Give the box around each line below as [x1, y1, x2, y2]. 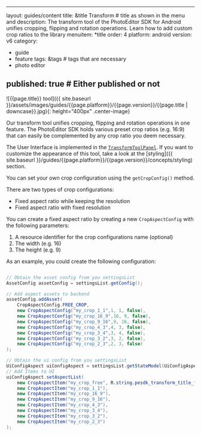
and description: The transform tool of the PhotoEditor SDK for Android [6, 19, 181, 25]
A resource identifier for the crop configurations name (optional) [14, 233, 173, 240]
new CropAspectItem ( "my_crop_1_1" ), [17, 385, 109, 391]
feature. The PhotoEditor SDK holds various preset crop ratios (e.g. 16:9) [6, 125, 185, 132]
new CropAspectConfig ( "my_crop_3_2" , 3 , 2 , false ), [17, 335, 146, 341]
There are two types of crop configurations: [6, 186, 114, 193]
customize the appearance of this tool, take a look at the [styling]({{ [6, 150, 173, 157]
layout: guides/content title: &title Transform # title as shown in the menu [6, 12, 185, 19]
